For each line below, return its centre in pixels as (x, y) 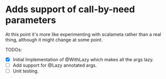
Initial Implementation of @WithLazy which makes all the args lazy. (83, 59)
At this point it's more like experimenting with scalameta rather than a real (83, 34)
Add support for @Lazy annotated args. (55, 65)
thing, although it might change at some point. (54, 40)
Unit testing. (26, 71)
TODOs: (14, 49)
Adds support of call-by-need (70, 9)
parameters (31, 20)
